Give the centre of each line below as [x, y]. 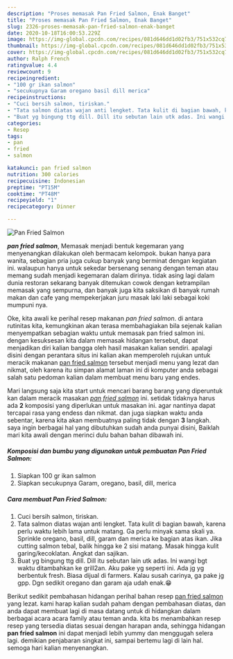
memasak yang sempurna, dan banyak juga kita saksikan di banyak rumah [113, 290]
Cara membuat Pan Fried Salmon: [57, 499]
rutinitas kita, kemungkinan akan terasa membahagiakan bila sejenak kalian [114, 326]
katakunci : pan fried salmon [49, 168]
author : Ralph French [38, 59]
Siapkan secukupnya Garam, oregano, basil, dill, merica [97, 483]
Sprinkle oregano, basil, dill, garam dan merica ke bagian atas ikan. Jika [120, 538]
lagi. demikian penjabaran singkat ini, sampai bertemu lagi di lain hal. [105, 640]
